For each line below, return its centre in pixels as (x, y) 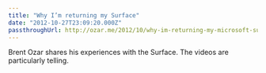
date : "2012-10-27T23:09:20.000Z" (65, 23)
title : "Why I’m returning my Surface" (74, 15)
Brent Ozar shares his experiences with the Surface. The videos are (119, 53)
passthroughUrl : (35, 30)
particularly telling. (38, 60)
